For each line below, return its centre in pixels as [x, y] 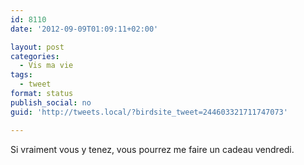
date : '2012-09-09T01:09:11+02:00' [84, 29]
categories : [35, 56]
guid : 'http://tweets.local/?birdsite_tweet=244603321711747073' [149, 112]
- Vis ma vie [46, 66]
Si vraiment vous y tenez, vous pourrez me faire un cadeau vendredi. [152, 149]
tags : [21, 75]
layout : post [37, 47]
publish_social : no [51, 102]
